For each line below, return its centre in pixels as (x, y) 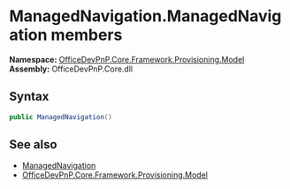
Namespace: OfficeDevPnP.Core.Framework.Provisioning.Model (127, 59)
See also (33, 144)
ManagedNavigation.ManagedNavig (145, 16)
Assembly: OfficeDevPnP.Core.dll (71, 69)
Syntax (29, 97)
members (87, 35)
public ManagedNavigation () (61, 117)
